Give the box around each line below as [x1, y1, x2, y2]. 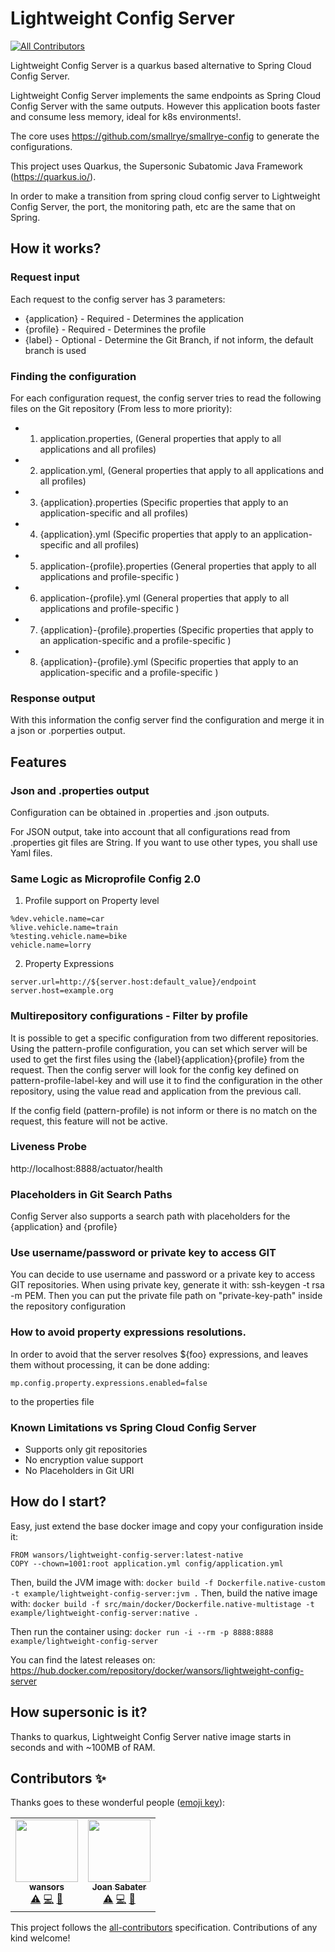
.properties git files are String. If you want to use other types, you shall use [10, 836, 318, 848]
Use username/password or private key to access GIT [10, 1246, 277, 1260]
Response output [10, 691, 96, 705]
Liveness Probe [10, 1140, 88, 1154]
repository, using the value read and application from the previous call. [10, 1085, 302, 1097]
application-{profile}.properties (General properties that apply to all [39, 560, 317, 572]
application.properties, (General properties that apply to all [39, 432, 282, 444]
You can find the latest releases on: [10, 1653, 156, 1666]
